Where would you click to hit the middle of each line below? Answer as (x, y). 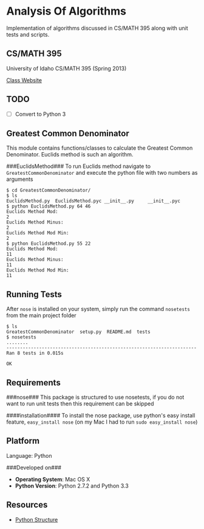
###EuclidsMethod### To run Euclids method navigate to (78, 166)
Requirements (33, 383)
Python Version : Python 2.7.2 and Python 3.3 (72, 486)
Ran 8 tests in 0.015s (35, 353)
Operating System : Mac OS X (53, 479)
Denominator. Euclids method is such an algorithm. (70, 155)
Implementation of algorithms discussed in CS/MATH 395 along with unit (97, 28)
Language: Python (29, 455)
